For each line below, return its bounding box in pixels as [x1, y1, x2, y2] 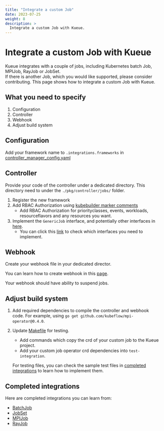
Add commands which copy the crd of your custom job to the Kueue [19, 337, 159, 343]
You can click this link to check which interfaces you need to [19, 228, 143, 235]
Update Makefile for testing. [12, 328, 70, 334]
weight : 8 [5, 16, 26, 21]
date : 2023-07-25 [5, 12, 41, 17]
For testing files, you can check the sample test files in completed [12, 362, 146, 368]
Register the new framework [12, 197, 70, 203]
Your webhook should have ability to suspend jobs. [5, 280, 109, 286]
